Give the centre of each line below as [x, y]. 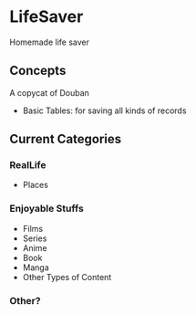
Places [35, 185]
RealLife [28, 165]
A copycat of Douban [49, 92]
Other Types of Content [67, 277]
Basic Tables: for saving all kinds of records [104, 110]
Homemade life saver [49, 42]
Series [35, 238]
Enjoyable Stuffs [46, 209]
